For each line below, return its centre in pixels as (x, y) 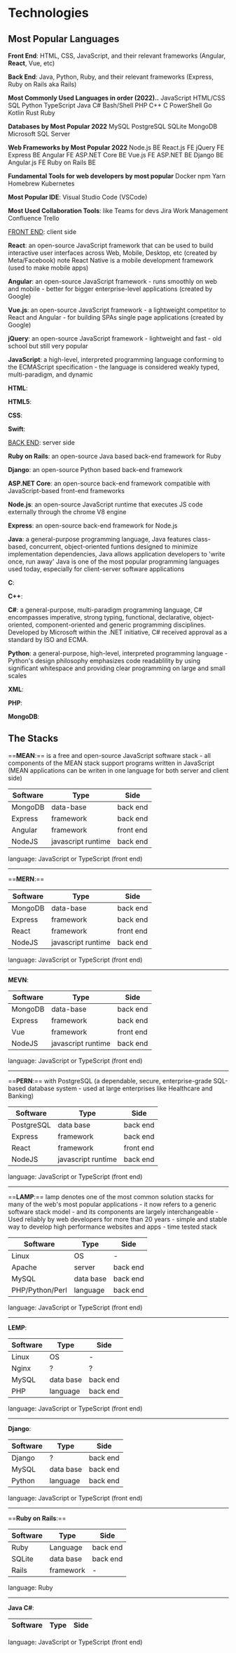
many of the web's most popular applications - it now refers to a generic (112, 1204)
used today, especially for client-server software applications (96, 569)
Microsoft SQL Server (39, 134)
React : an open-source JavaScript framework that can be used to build (111, 245)
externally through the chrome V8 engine (67, 512)
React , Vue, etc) (32, 63)
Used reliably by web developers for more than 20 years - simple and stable (118, 1219)
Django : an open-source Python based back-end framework (95, 470)
